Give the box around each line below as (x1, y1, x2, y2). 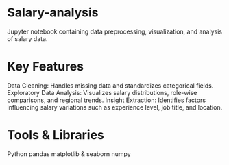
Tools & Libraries (7, 127, 105, 143)
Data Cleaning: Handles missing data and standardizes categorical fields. (7, 81, 214, 90)
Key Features (7, 59, 84, 75)
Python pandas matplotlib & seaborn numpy (7, 149, 132, 158)
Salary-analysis (7, 5, 99, 21)
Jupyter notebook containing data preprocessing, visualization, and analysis (7, 27, 223, 36)
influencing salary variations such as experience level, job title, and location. (7, 103, 223, 111)
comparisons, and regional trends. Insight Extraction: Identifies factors (7, 96, 206, 104)
